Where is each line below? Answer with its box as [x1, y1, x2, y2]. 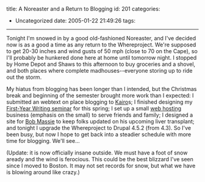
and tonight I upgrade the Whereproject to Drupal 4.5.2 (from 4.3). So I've [6, 125, 192, 131]
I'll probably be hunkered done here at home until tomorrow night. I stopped [6, 54, 197, 61]
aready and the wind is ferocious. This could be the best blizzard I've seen [6, 156, 193, 162]
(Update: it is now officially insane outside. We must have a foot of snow [6, 149, 188, 156]
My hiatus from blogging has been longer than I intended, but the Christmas [6, 86, 197, 92]
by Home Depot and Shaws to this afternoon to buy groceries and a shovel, [6, 60, 196, 68]
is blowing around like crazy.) [6, 169, 81, 176]
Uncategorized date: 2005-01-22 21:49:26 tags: [15, 17, 136, 24]
